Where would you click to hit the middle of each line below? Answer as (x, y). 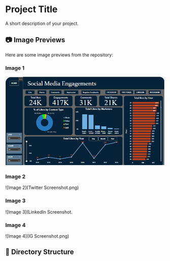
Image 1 (15, 68)
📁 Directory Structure (40, 252)
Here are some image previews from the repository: (59, 55)
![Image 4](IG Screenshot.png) (37, 236)
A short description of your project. (42, 23)
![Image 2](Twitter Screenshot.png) (42, 188)
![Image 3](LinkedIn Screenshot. (39, 212)
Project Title (31, 9)
